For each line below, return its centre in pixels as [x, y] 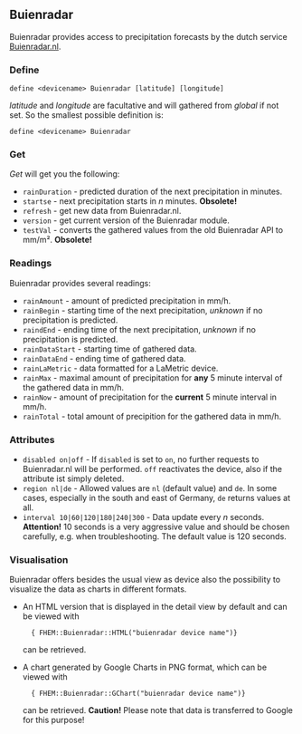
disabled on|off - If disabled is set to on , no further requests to [141, 459]
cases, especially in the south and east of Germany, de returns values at [156, 498]
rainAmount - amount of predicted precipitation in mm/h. [127, 300]
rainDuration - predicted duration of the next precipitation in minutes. [152, 192]
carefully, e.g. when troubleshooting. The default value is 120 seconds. [154, 536]
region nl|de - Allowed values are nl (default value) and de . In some [150, 488]
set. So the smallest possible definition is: [87, 115]
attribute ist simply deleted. [73, 478]
